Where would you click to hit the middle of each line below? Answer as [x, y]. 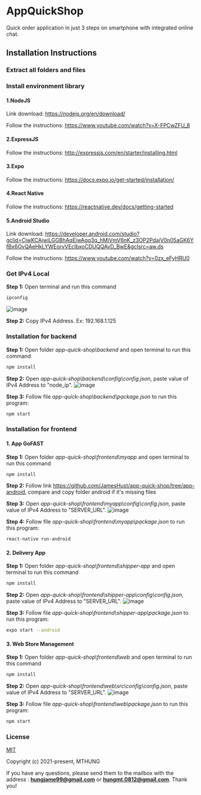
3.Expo [15, 166]
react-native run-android [38, 539]
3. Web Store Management [40, 644]
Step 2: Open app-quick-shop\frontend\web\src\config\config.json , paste [97, 686]
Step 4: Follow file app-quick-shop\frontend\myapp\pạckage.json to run [96, 522]
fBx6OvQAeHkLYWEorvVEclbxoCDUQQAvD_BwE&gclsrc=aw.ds [85, 247]
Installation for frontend [42, 429]
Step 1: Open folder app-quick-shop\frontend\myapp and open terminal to [98, 457]
